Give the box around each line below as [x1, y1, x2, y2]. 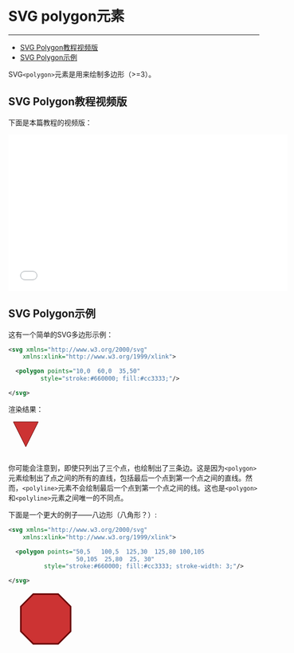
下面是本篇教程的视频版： [8, 117, 92, 127]
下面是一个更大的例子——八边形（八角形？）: [8, 510, 158, 519]
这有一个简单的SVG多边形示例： [8, 330, 114, 339]
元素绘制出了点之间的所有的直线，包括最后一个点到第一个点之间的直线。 [8, 473, 245, 483]
